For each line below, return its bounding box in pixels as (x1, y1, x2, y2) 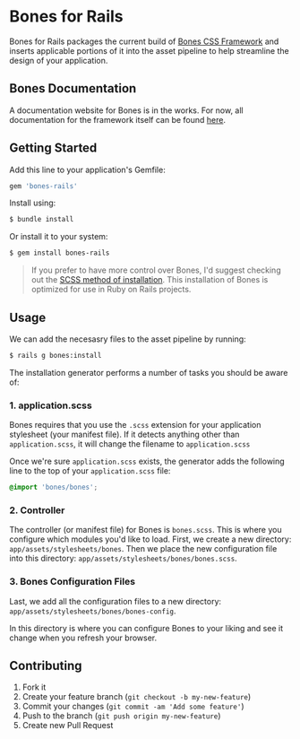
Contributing (9, 658, 82, 674)
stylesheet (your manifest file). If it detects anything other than (9, 429, 240, 440)
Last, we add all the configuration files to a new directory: (9, 596, 222, 606)
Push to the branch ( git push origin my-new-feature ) (21, 710, 221, 721)
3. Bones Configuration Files (9, 576, 136, 588)
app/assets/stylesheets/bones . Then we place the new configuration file (9, 543, 278, 554)
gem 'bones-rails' (9, 181, 78, 190)
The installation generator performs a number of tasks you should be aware (9, 367, 288, 378)
